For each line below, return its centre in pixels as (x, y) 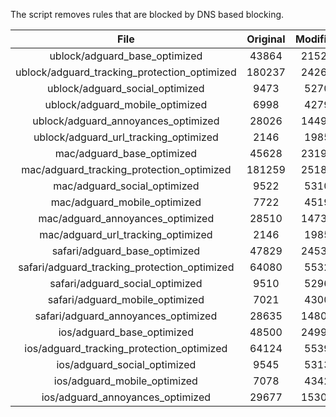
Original (266, 39)
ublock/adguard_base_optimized (126, 56)
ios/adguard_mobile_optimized (125, 381)
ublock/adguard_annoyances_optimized (126, 121)
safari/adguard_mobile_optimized (126, 299)
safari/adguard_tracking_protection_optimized (126, 267)
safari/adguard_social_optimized (126, 283)
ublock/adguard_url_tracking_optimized (126, 137)
